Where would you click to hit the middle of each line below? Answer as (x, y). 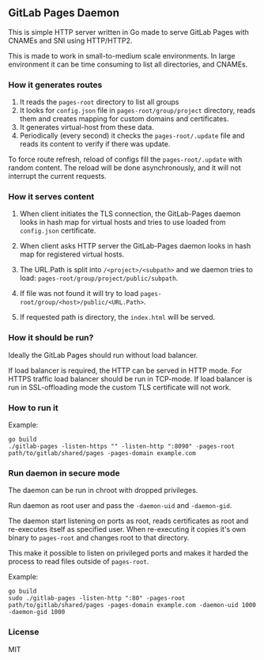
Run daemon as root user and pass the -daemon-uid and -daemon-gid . (120, 506)
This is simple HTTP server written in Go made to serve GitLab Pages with (128, 32)
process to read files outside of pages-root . (79, 562)
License (24, 632)
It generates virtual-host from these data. (87, 127)
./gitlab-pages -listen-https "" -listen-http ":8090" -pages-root (122, 446)
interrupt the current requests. (57, 176)
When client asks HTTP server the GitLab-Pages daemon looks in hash (135, 246)
